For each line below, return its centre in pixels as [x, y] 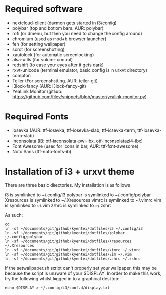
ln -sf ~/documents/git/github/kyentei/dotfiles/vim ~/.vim [69, 254]
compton [22, 75]
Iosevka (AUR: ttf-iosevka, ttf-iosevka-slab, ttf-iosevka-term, [74, 130]
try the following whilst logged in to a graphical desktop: [62, 278]
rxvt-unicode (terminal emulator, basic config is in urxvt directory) [80, 70]
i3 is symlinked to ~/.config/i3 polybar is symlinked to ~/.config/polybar [78, 195]
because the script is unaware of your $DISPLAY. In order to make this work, [83, 273]
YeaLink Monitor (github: [37, 91]
